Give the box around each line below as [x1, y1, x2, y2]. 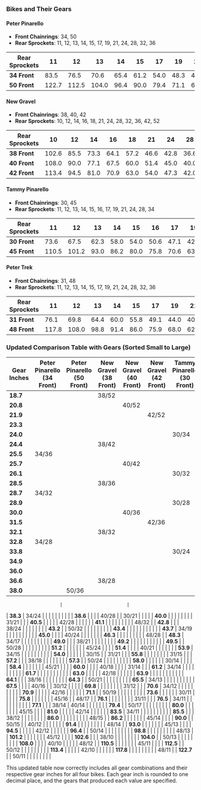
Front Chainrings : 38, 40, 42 [14, 111, 87, 118]
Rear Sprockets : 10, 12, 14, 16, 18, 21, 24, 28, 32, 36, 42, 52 [14, 118, 160, 125]
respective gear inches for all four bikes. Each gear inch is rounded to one [6, 771, 188, 778]
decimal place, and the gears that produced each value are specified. [6, 777, 178, 785]
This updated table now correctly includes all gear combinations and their [6, 764, 188, 771]
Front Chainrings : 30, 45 [14, 199, 77, 206]
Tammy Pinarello [6, 185, 49, 193]
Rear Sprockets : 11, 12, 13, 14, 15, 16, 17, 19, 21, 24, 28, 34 [14, 205, 155, 213]
